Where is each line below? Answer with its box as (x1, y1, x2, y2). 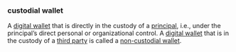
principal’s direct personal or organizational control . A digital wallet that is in (7, 29, 230, 37)
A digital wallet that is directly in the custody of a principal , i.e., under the (7, 22, 222, 30)
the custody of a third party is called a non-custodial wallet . (7, 37, 182, 45)
